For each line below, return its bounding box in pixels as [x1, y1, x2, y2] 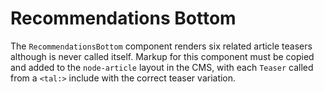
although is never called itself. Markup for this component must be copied [10, 50, 315, 62]
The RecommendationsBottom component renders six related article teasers [10, 40, 313, 52]
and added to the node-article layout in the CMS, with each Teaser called [10, 61, 314, 73]
